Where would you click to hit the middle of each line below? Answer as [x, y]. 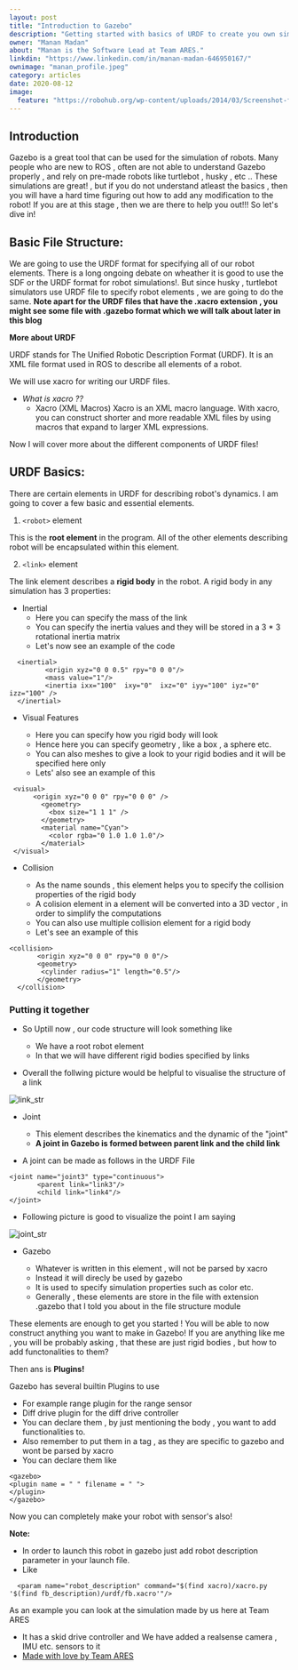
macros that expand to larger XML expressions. [122, 427]
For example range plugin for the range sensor [107, 1404]
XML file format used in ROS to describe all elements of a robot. [125, 364]
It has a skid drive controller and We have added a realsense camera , [149, 1637]
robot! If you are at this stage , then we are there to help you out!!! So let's [144, 205]
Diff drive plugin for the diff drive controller [100, 1413]
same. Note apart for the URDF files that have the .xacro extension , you [143, 301]
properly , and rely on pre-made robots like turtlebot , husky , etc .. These [143, 177]
